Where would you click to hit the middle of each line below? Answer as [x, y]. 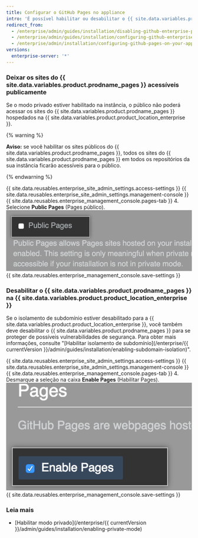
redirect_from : [25, 25]
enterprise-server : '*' [40, 56]
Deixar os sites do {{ [36, 77]
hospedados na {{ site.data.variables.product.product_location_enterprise [96, 117]
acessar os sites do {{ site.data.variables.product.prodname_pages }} [90, 111]
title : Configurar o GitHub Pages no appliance [66, 12]
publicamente [27, 92]
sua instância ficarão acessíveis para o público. [64, 166]
